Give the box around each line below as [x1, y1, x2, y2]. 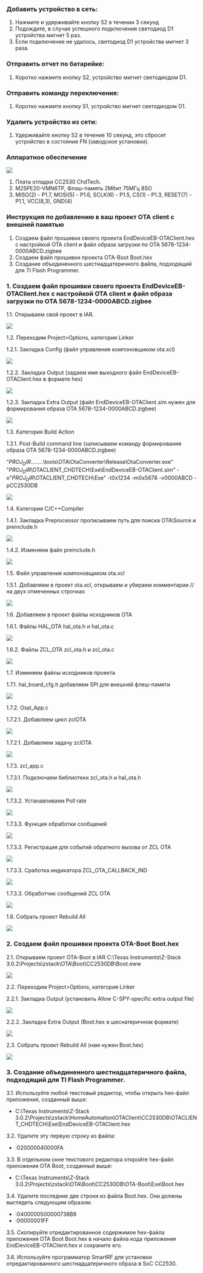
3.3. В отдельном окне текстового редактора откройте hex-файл [6, 1156, 174, 1163]
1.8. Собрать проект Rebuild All [6, 913, 86, 920]
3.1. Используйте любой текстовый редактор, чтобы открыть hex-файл [6, 1089, 189, 1097]
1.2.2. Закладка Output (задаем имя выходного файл [6, 369, 142, 376]
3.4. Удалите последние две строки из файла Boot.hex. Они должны [6, 1192, 183, 1199]
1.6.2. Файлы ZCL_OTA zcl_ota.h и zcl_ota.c [6, 646, 115, 654]
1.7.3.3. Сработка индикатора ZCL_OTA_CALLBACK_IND [6, 867, 147, 874]
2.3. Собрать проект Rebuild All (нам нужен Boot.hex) [6, 1041, 144, 1049]
